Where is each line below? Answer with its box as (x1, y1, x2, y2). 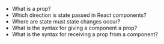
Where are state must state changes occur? (11, 18, 121, 25)
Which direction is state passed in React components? (11, 11, 147, 19)
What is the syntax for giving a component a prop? (11, 24, 138, 31)
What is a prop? (11, 5, 51, 12)
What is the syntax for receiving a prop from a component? (11, 31, 158, 38)
